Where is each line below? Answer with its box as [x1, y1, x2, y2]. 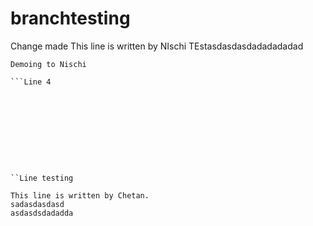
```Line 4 [10, 77, 52, 87]
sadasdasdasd [10, 199, 65, 209]
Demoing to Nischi [10, 59, 87, 69]
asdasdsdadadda [10, 208, 74, 218]
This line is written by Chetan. [10, 190, 150, 201]
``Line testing [10, 173, 74, 183]
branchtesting [10, 7, 131, 30]
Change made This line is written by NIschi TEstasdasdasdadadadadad [10, 40, 304, 52]
